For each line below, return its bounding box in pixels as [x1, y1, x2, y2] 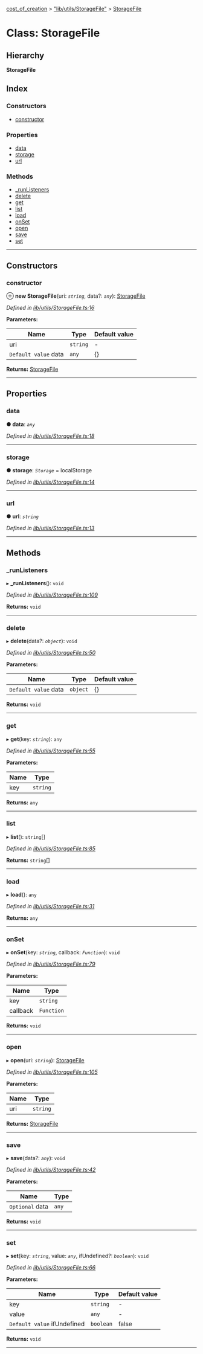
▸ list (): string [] [6, 833, 45, 840]
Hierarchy [6, 50, 45, 60]
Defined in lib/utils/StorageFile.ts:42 [6, 1166, 96, 1173]
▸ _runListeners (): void [6, 579, 64, 586]
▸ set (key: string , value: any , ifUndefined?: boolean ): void [6, 1253, 149, 1260]
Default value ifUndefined [9, 1320, 85, 1328]
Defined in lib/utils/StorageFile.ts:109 [6, 591, 98, 598]
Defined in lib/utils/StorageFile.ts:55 [6, 747, 95, 754]
